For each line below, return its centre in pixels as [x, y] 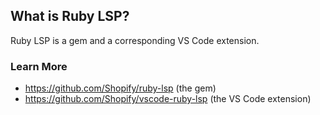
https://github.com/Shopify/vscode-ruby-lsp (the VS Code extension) [168, 99]
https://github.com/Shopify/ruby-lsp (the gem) [120, 88]
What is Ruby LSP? [70, 16]
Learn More [39, 66]
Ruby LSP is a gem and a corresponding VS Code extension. [135, 40]
